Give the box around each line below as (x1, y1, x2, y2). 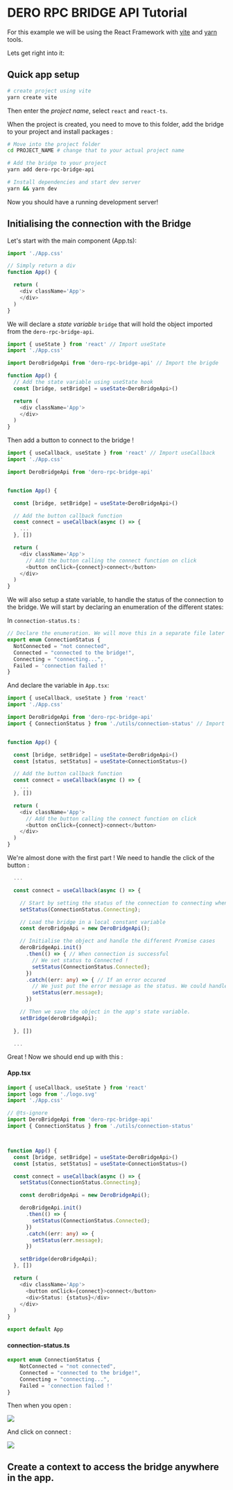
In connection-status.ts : (7, 617, 80, 625)
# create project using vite (7, 87, 92, 95)
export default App (7, 1326, 64, 1333)
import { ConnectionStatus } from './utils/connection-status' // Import (7, 720, 225, 727)
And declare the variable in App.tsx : (7, 681, 110, 690)
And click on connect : (7, 1427, 71, 1436)
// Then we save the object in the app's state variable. (19, 1008, 191, 1016)
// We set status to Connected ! (32, 957, 129, 964)
